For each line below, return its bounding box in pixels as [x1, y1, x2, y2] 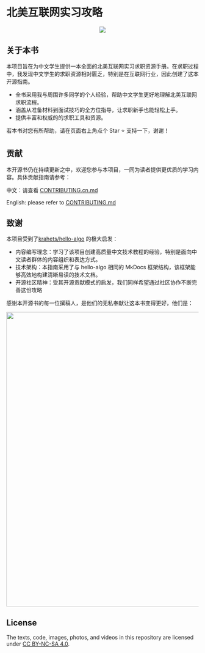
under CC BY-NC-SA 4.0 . [6, 640, 70, 647]
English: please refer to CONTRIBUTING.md [6, 198, 116, 206]
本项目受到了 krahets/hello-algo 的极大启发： [6, 235, 118, 242]
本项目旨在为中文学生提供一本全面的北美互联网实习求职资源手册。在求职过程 [6, 62, 199, 70]
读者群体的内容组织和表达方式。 [20, 256, 101, 263]
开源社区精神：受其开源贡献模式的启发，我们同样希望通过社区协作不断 [15, 279, 192, 286]
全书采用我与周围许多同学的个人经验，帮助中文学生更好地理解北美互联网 [15, 91, 197, 98]
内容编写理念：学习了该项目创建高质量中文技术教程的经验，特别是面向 [15, 248, 192, 256]
